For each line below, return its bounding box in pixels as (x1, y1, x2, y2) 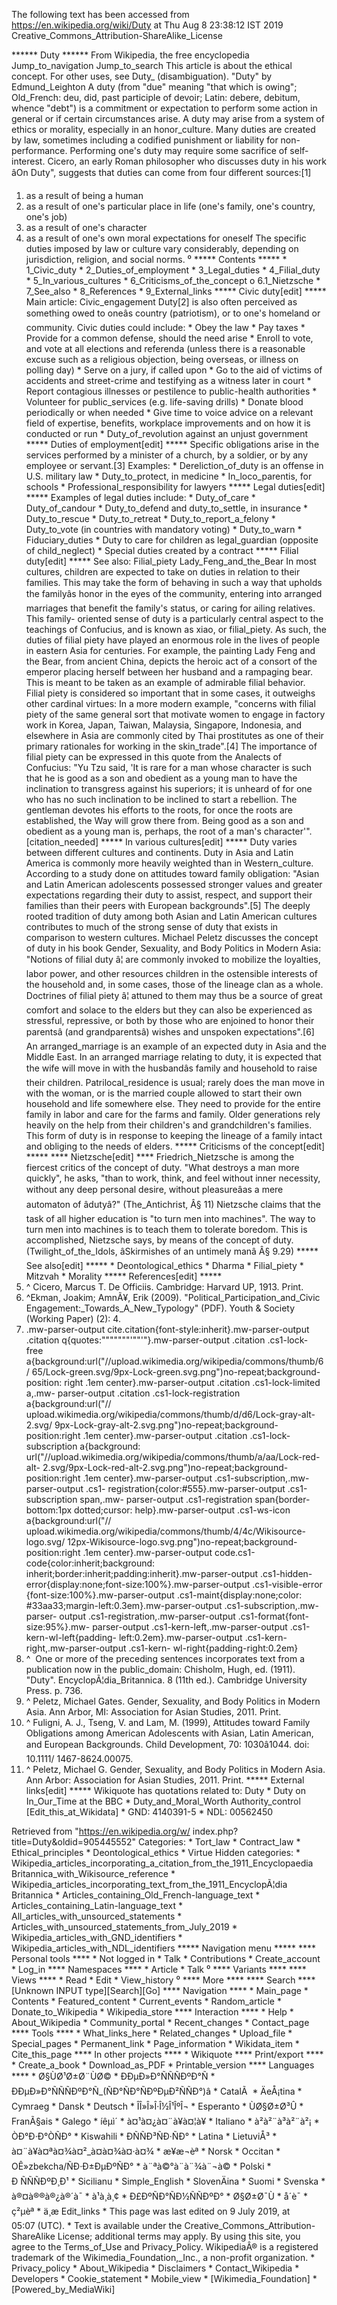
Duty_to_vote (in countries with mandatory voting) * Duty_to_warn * (25, 524, 303, 535)
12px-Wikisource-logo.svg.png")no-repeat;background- (67, 1536, 298, 1548)
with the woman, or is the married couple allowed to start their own (25, 1087, 303, 1099)
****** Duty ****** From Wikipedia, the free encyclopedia (11, 49, 250, 61)
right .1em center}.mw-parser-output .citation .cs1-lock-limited (64, 1377, 321, 1388)
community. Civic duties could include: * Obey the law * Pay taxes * (25, 322, 306, 333)
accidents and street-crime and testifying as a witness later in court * (25, 375, 312, 386)
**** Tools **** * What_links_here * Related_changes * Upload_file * (11, 2027, 293, 2039)
